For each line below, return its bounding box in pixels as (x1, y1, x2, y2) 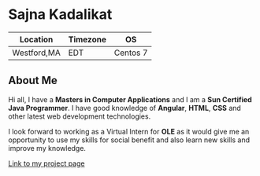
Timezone (68, 34, 106, 45)
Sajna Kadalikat (8, 5, 113, 24)
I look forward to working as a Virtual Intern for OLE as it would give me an (8, 126, 250, 136)
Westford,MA (12, 47, 61, 58)
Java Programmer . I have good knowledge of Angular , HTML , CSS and (8, 103, 242, 112)
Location (19, 34, 54, 45)
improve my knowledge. (8, 143, 87, 152)
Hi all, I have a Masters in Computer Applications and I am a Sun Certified (8, 94, 252, 104)
